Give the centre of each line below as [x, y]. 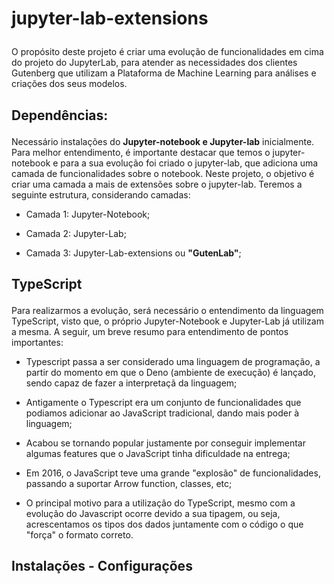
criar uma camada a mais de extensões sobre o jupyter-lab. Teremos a [157, 184]
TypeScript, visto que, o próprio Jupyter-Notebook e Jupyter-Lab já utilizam [167, 321]
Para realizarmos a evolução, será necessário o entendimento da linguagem [167, 310]
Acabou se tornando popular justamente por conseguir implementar [165, 443]
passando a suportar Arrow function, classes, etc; [129, 483]
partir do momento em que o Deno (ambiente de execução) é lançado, [170, 372]
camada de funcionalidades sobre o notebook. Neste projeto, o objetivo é [163, 173]
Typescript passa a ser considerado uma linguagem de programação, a [173, 361]
